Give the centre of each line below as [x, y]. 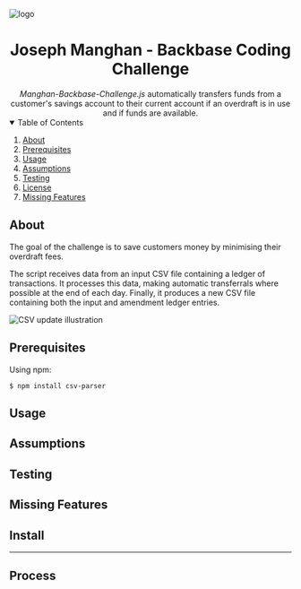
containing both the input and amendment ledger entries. [115, 302]
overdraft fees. [37, 256]
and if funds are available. [150, 113]
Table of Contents [50, 122]
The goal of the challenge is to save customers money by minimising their [145, 247]
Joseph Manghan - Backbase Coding [150, 50]
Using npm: [30, 369]
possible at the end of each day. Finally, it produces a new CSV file [133, 292]
